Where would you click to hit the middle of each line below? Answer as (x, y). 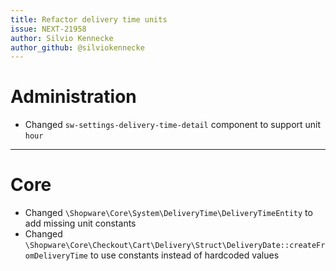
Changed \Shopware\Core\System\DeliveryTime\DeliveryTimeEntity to (168, 213)
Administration (73, 97)
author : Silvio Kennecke (62, 38)
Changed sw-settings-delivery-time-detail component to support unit (173, 125)
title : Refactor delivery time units (89, 19)
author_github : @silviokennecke (77, 47)
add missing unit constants (80, 223)
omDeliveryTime (56, 256)
